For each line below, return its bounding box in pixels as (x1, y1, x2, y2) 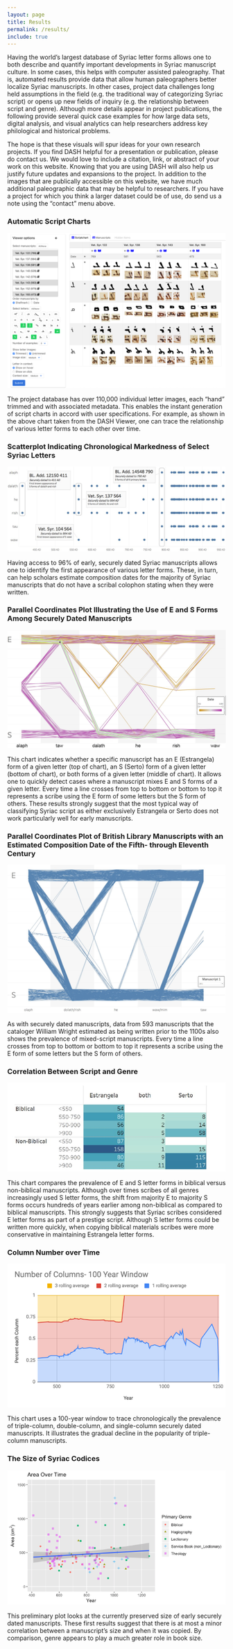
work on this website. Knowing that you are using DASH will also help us (7, 162, 214, 171)
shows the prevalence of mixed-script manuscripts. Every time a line (7, 1035, 203, 1043)
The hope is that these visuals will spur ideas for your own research (7, 140, 200, 149)
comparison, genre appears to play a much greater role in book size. (7, 1634, 203, 1642)
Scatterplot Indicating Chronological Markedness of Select (7, 442, 209, 451)
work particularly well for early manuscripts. (7, 814, 133, 822)
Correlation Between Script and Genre (7, 1066, 139, 1076)
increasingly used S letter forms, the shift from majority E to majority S (7, 1193, 208, 1201)
